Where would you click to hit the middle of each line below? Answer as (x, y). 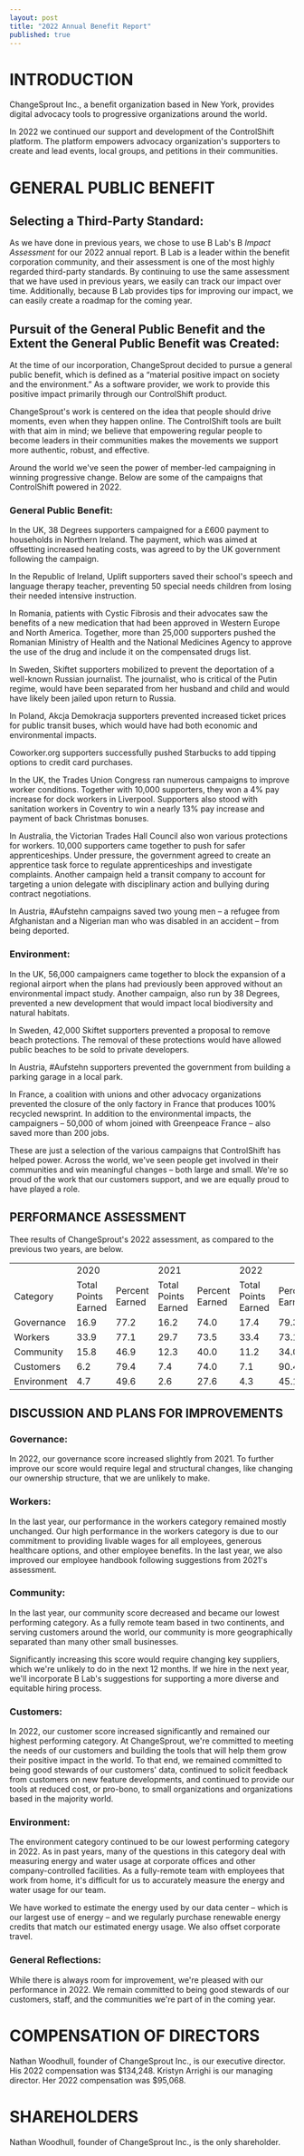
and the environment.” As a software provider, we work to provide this (140, 384)
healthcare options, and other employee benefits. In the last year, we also (146, 1550)
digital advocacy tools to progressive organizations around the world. (138, 114)
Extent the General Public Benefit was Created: (145, 343)
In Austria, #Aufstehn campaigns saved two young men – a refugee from (145, 911)
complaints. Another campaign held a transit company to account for (138, 875)
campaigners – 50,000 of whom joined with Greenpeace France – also (140, 1123)
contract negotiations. (51, 894)
